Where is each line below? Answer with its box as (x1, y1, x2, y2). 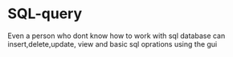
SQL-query (7, 5, 83, 23)
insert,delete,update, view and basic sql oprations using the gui (7, 39, 218, 48)
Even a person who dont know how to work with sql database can (7, 31, 226, 40)
